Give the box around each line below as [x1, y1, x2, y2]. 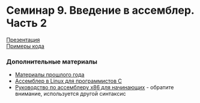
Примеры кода [6, 43, 45, 50]
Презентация [6, 36, 40, 43]
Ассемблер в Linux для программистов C [14, 77, 122, 84]
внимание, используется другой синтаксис [14, 90, 126, 98]
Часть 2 [6, 16, 47, 30]
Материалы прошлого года [14, 71, 85, 78]
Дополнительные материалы [6, 57, 98, 66]
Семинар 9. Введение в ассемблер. [6, 4, 195, 17]
